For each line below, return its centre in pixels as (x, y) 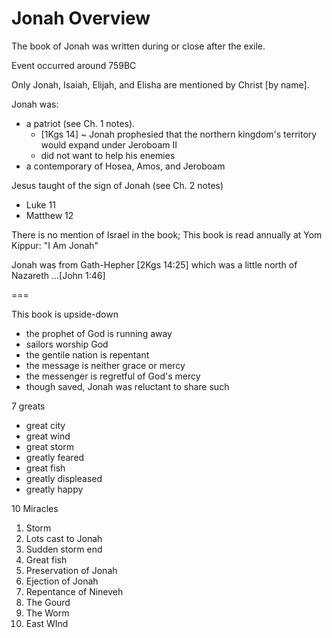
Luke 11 (40, 204)
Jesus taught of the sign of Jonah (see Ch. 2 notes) (117, 185)
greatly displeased (64, 478)
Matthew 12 (49, 215)
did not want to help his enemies (108, 155)
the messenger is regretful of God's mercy (113, 376)
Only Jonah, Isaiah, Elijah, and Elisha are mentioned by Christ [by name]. (160, 84)
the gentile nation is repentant (87, 354)
